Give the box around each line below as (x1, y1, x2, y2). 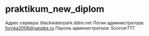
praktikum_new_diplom (5, 3, 104, 15)
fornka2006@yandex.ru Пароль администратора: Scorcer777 (5, 25, 135, 31)
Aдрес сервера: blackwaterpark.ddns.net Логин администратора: (5, 20, 145, 26)
